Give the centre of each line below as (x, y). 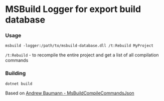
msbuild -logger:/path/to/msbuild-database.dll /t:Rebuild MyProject (79, 46)
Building (16, 73)
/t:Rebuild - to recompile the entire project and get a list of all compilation (82, 55)
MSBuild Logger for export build (73, 9)
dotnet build (19, 83)
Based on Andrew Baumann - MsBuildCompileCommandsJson (70, 93)
